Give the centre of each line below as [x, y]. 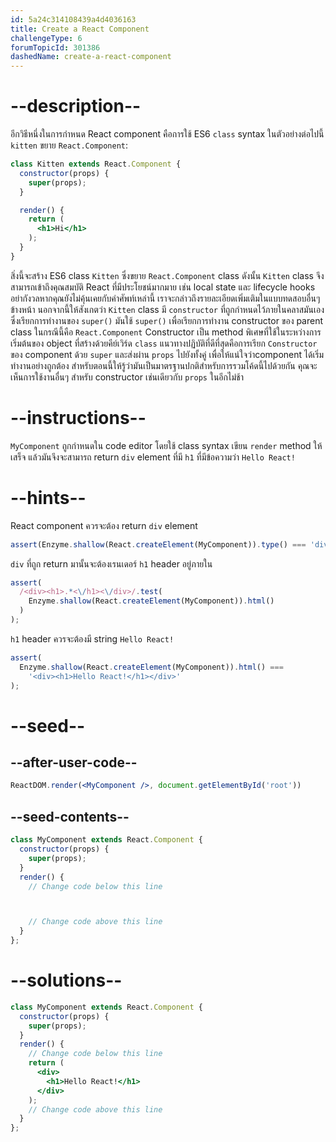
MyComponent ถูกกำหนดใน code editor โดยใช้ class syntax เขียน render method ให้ [166, 445]
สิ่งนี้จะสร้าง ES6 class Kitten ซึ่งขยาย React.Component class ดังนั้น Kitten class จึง [167, 275]
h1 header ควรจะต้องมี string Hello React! [92, 638]
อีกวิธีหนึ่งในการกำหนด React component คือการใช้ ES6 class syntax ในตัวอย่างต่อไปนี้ [167, 134]
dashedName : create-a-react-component [91, 57]
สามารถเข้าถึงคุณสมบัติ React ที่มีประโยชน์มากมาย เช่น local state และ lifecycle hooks [163, 287]
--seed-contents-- [70, 816]
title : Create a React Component [80, 29]
